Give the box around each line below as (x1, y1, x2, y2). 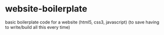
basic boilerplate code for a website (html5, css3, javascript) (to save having (5, 19, 160, 25)
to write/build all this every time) (5, 24, 70, 30)
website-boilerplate (5, 3, 87, 14)
